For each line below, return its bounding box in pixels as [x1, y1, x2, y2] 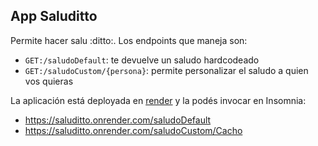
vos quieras [24, 75, 74, 87]
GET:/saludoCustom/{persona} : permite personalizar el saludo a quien [24, 64, 309, 76]
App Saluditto [10, 8, 98, 25]
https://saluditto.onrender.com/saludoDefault [24, 114, 212, 126]
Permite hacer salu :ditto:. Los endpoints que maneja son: [10, 34, 248, 46]
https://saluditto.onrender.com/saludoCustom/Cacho [24, 124, 243, 136]
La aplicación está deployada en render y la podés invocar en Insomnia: [10, 94, 307, 106]
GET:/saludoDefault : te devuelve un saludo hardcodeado [24, 54, 260, 66]
